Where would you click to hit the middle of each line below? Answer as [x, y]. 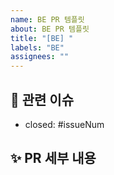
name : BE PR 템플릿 [47, 19]
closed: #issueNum [64, 124]
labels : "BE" [37, 47]
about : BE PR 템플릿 [50, 29]
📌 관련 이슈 [42, 99]
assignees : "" [40, 57]
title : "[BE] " [42, 38]
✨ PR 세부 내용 [53, 158]
